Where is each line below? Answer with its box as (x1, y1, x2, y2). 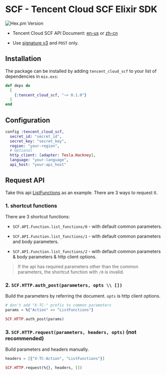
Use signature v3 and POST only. (12, 39, 79, 46)
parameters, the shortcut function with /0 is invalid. (17, 269, 125, 275)
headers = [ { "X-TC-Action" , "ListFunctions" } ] (5, 356, 105, 361)
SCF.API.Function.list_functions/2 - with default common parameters (12, 249, 161, 255)
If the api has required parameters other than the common (17, 264, 139, 270)
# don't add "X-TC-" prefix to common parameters (5, 303, 112, 308)
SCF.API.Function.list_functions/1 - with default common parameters (12, 233, 161, 240)
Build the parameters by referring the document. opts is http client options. (5, 293, 160, 299)
